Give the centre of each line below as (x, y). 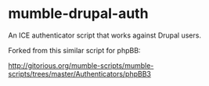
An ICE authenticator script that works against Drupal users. (105, 35)
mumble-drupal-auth (78, 14)
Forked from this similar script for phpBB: (74, 50)
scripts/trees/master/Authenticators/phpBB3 (79, 73)
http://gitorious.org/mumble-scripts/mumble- (81, 65)
